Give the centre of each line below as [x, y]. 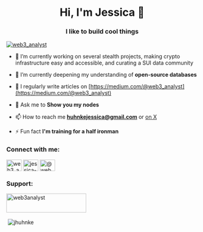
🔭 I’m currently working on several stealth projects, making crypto [98, 57]
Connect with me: [33, 150]
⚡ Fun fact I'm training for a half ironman [67, 132]
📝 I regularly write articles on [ [53, 86]
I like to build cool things [102, 32]
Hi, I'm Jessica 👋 [102, 12]
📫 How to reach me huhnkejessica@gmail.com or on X [86, 117]
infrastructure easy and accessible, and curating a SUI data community [104, 63]
